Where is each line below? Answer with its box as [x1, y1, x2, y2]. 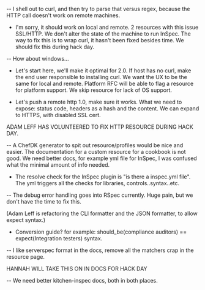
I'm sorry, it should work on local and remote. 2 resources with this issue [15, 24, 199, 31]
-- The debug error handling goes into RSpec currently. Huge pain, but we [6, 191, 193, 199]
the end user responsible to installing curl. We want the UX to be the [15, 74, 188, 80]
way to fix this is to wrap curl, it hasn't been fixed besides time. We [15, 37, 185, 44]
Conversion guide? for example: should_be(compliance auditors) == [15, 228, 187, 235]
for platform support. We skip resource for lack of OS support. [15, 86, 173, 94]
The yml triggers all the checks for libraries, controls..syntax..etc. [15, 180, 180, 186]
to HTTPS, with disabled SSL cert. [15, 112, 101, 118]
